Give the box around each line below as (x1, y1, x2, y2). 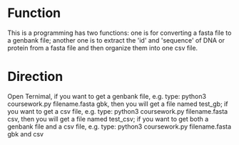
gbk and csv (7, 129, 44, 138)
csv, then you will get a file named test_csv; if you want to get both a (7, 114, 209, 123)
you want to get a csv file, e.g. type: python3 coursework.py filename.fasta (7, 107, 228, 115)
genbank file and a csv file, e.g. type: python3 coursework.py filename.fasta (7, 122, 232, 131)
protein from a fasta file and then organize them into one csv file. (7, 43, 198, 52)
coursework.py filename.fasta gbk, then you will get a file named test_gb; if (7, 100, 228, 108)
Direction (7, 69, 63, 85)
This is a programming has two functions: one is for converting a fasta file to (7, 28, 232, 37)
